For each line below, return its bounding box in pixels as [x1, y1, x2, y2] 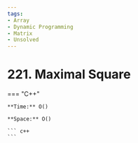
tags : [7, 10, 23, 18]
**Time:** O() [7, 103, 49, 111]
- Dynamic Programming [7, 23, 74, 30]
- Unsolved [7, 36, 39, 43]
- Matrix [7, 29, 33, 37]
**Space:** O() [7, 116, 52, 123]
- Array [7, 17, 30, 24]
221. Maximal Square [7, 67, 131, 83]
